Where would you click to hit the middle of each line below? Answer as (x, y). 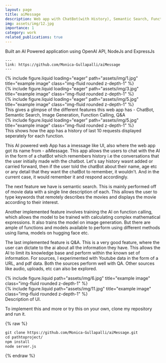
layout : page (19, 10)
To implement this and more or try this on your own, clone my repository (79, 309)
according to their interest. (32, 202)
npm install (17, 342)
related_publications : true (34, 38)
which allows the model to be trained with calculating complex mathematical (83, 217)
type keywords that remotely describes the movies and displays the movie (81, 197)
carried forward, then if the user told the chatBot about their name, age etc (81, 166)
